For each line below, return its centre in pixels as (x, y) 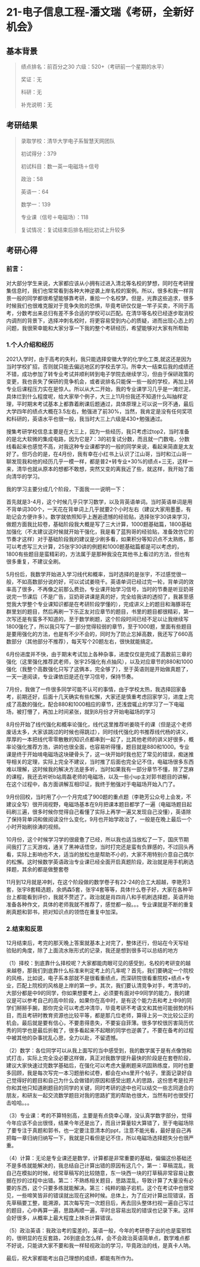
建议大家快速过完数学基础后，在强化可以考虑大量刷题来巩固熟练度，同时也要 (100, 1066)
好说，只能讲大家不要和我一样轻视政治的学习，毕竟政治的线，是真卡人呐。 (102, 1245)
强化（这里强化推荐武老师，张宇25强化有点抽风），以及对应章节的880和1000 (100, 662)
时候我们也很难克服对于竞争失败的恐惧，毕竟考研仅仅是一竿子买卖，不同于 (97, 305)
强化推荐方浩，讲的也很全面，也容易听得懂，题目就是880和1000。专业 (103, 746)
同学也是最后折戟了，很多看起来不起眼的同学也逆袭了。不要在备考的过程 (105, 1030)
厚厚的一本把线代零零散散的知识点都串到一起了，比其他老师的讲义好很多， (97, 739)
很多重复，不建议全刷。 (35, 561)
